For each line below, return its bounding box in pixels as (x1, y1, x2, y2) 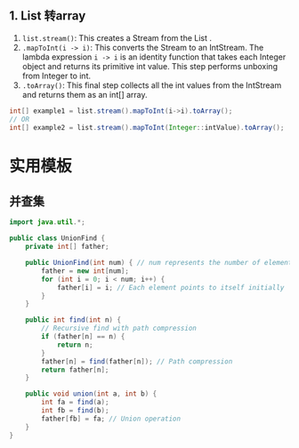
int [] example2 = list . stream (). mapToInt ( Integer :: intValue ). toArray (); (9, 123, 285, 132)
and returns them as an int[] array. (21, 89, 149, 100)
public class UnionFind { (9, 234, 105, 243)
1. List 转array (9, 8, 86, 24)
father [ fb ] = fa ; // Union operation (41, 414, 181, 423)
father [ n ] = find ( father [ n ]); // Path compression (41, 356, 233, 366)
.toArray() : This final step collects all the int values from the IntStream (21, 79, 282, 91)
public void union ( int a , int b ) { (25, 389, 158, 398)
